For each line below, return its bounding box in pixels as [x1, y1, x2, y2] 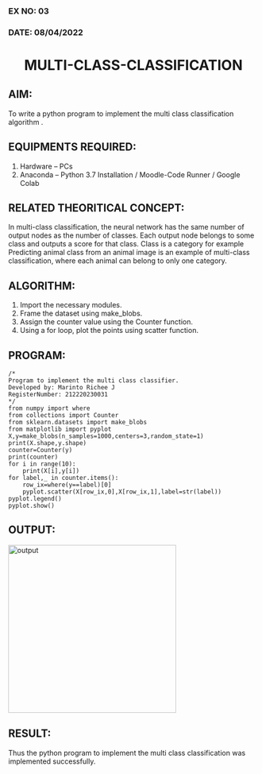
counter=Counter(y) [8, 447, 73, 455]
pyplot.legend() [8, 495, 62, 503]
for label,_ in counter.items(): [8, 474, 119, 482]
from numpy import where [8, 404, 91, 412]
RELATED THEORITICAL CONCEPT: [8, 201, 185, 215]
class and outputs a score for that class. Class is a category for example [8, 239, 245, 249]
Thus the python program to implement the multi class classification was [8, 748, 246, 757]
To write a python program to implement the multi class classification [8, 109, 234, 118]
